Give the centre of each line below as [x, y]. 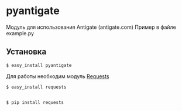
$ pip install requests [35, 102]
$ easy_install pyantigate [39, 65]
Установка [26, 52]
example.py [20, 33]
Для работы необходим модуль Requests [58, 76]
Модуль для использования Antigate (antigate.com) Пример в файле [91, 27]
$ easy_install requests [36, 87]
